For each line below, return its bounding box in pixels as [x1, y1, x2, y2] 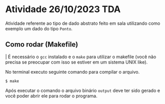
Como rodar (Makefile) [5, 40, 79, 49]
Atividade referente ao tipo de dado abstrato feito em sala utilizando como [5, 20, 161, 26]
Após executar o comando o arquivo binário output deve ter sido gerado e [5, 87, 160, 93]
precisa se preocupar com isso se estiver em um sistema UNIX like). [5, 59, 148, 65]
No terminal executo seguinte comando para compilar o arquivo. [5, 69, 140, 75]
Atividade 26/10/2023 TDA [5, 4, 121, 15]
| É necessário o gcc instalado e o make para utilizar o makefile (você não [5, 54, 156, 60]
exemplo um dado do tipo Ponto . [5, 25, 73, 31]
